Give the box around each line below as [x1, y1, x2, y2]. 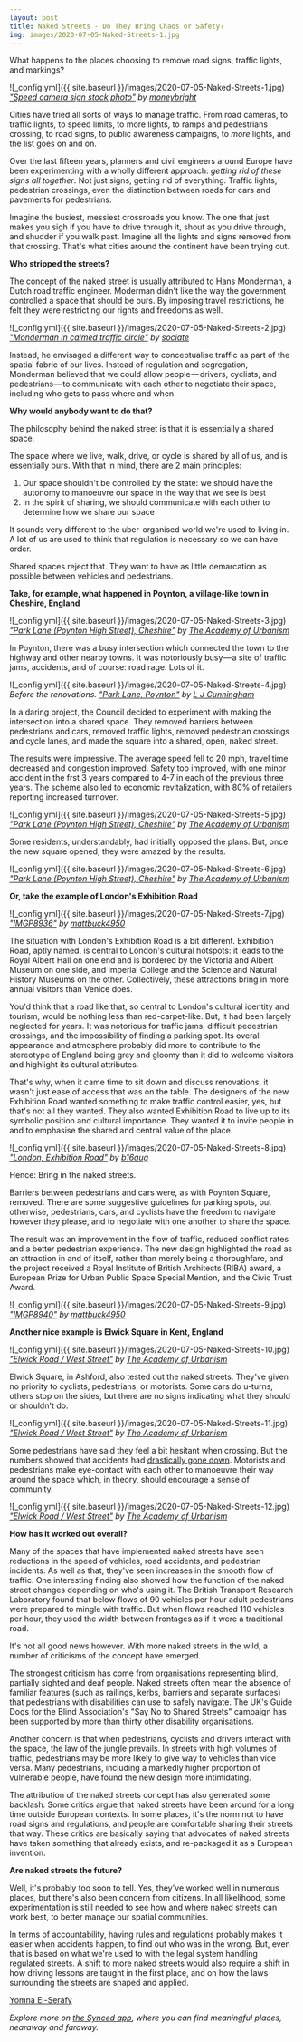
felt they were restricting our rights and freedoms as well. [9, 305, 223, 316]
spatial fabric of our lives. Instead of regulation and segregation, [9, 359, 249, 370]
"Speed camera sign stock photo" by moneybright [9, 92, 197, 102]
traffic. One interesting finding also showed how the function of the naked [9, 1575, 285, 1586]
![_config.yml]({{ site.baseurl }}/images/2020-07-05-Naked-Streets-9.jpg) [9, 1299, 287, 1310]
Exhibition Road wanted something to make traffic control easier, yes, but [9, 1096, 282, 1107]
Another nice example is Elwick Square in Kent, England [9, 1327, 223, 1337]
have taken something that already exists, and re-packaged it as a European [9, 1838, 294, 1849]
